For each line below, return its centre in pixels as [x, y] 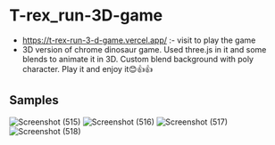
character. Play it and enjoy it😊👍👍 [87, 68]
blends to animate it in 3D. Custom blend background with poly [138, 59]
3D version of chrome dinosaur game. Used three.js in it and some [144, 49]
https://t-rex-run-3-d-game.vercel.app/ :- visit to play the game [139, 40]
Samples [34, 100]
